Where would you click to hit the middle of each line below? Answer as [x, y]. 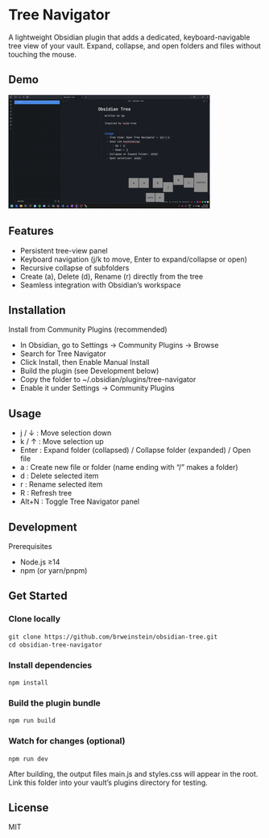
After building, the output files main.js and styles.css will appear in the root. [133, 773]
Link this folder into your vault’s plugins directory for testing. [108, 782]
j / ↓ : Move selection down [66, 433]
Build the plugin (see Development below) [89, 371]
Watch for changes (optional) [67, 741]
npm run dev [28, 759]
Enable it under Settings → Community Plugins [97, 388]
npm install [28, 683]
